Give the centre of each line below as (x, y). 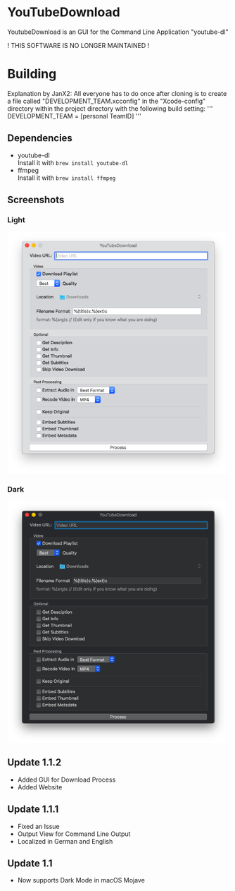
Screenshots (36, 200)
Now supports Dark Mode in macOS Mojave (81, 880)
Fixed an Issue (38, 826)
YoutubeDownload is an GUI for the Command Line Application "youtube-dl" (118, 32)
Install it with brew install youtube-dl (73, 162)
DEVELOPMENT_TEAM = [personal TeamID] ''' (75, 116)
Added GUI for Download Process (66, 780)
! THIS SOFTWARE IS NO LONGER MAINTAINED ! (78, 45)
